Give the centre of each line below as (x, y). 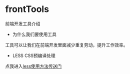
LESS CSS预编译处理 (34, 55)
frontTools (27, 9)
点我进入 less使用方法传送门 (33, 66)
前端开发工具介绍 (23, 23)
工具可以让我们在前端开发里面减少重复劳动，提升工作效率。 (66, 45)
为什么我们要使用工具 (34, 34)
